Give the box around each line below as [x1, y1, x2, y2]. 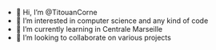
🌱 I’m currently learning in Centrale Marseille [15, 25, 162, 33]
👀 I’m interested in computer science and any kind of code [15, 16, 209, 25]
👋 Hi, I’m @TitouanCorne [15, 8, 98, 17]
